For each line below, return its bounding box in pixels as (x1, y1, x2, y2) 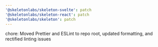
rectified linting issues (5, 36, 52, 42)
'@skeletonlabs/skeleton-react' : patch (5, 12, 90, 17)
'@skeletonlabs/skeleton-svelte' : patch (5, 7, 92, 13)
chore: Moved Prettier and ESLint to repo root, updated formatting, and (5, 31, 153, 37)
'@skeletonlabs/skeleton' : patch (5, 17, 76, 22)
